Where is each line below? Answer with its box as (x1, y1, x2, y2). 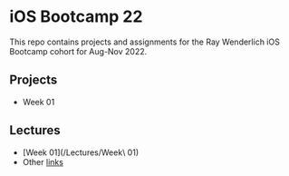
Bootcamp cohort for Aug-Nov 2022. (9, 45, 148, 56)
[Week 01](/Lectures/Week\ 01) (22, 147, 139, 158)
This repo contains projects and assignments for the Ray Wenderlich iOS (9, 36, 281, 47)
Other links (22, 156, 63, 167)
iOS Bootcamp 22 (9, 6, 143, 27)
